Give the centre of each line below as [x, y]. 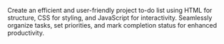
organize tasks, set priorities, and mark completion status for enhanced [112, 25]
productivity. [26, 33]
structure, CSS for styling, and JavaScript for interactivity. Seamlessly [110, 18]
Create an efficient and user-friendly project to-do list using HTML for [110, 10]
